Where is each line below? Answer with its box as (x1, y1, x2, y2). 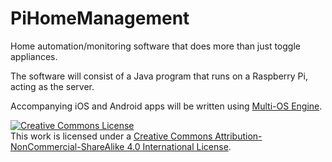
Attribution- (214, 130, 263, 142)
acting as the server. (10, 80, 95, 92)
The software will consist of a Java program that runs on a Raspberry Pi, (10, 70, 308, 82)
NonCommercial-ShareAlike (10, 140, 125, 152)
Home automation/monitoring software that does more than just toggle (10, 40, 301, 52)
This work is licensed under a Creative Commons (10, 130, 213, 142)
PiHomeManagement (10, 7, 190, 30)
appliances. (10, 50, 58, 62)
